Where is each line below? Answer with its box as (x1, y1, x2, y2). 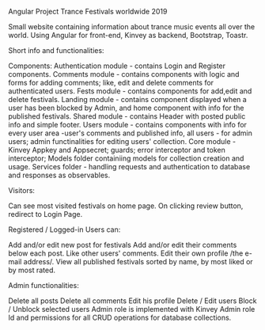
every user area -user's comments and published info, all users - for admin (8, 128, 253, 138)
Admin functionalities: (8, 281, 79, 290)
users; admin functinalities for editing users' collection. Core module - (8, 137, 237, 146)
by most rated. (8, 265, 56, 275)
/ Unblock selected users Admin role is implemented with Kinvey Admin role (8, 305, 256, 313)
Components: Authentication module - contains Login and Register (8, 61, 226, 70)
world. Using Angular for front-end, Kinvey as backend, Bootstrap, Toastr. (8, 31, 248, 40)
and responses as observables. (8, 170, 111, 180)
